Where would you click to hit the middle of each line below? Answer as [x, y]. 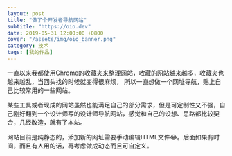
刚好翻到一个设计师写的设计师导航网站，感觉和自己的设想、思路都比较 [113, 113]
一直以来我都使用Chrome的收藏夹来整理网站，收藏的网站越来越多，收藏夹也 [116, 73]
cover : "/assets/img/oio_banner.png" [62, 40]
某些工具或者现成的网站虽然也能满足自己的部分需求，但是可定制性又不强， [113, 105]
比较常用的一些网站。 [43, 90]
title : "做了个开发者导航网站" [47, 20]
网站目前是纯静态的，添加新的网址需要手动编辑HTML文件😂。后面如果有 [110, 137]
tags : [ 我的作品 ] [30, 53]
